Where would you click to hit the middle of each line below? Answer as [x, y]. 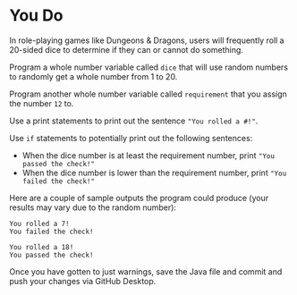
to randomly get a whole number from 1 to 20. [93, 76]
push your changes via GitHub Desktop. [83, 281]
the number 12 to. [42, 103]
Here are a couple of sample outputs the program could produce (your [139, 198]
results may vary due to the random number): [93, 207]
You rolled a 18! [42, 247]
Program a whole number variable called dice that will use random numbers [149, 67]
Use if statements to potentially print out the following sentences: [131, 138]
